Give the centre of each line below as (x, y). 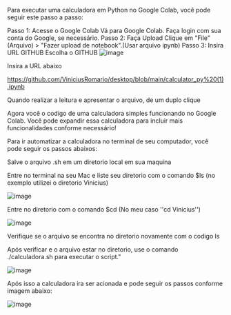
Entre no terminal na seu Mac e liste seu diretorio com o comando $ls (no (111, 175)
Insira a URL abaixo (34, 66)
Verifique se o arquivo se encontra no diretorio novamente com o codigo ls (113, 236)
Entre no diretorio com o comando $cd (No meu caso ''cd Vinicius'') (104, 209)
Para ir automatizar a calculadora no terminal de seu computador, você (108, 141)
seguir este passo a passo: (46, 17)
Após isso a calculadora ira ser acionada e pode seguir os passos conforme (115, 283)
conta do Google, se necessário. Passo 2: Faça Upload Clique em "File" (109, 38)
